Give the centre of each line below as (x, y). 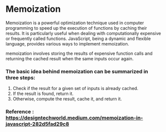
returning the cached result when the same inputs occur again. (70, 58)
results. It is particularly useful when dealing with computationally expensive (83, 33)
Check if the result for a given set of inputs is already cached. (76, 88)
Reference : (20, 112)
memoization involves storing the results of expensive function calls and (79, 53)
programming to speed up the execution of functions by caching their (76, 28)
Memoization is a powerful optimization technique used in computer (75, 23)
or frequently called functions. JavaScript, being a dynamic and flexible (78, 39)
